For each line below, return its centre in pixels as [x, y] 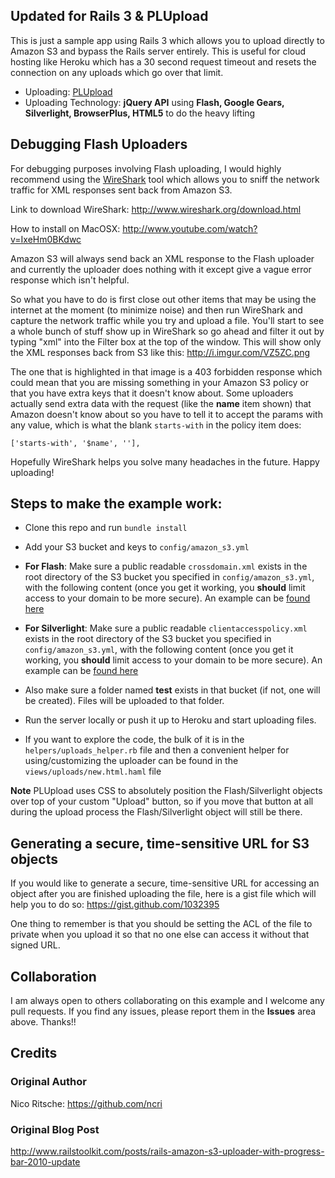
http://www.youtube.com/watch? [190, 228]
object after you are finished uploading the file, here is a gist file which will [163, 894]
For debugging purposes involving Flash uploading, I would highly [146, 168]
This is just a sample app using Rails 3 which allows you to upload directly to [167, 40]
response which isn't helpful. [70, 280]
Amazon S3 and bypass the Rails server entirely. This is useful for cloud [158, 51]
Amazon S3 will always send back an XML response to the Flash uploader [162, 258]
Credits [34, 1053]
